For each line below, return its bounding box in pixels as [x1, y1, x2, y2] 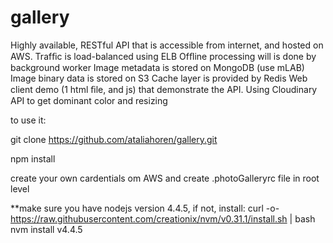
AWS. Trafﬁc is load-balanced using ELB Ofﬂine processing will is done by [10, 50, 317, 62]
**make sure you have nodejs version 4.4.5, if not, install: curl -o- [10, 202, 280, 214]
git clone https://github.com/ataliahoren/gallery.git [10, 133, 218, 145]
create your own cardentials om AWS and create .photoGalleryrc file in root [10, 172, 320, 184]
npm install [10, 152, 56, 165]
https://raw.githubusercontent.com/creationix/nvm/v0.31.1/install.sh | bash [10, 212, 316, 225]
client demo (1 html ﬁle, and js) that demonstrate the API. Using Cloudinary [10, 83, 318, 95]
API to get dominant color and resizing [10, 94, 168, 106]
